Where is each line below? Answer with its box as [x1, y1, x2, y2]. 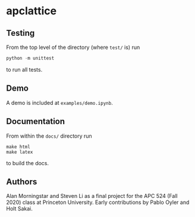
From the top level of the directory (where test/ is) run [6, 44, 140, 51]
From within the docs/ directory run [6, 132, 92, 139]
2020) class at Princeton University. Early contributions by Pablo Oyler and [6, 199, 190, 206]
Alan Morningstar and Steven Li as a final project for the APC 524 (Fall [6, 193, 178, 200]
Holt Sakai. [6, 205, 33, 212]
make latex [6, 149, 33, 155]
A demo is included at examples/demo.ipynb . [6, 99, 113, 106]
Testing [6, 28, 35, 38]
